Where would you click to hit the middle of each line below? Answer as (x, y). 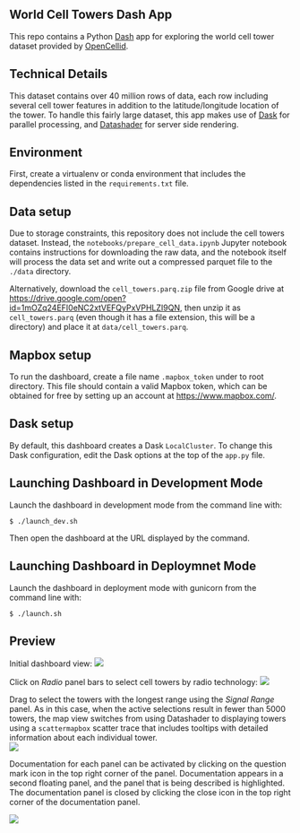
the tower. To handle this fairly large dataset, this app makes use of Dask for (150, 115)
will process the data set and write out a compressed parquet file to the (141, 262)
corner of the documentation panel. (75, 803)
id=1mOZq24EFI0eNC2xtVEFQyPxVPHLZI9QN (95, 308)
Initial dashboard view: (51, 664)
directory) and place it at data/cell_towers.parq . (99, 327)
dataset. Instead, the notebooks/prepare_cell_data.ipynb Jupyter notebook (148, 243)
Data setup (40, 211)
